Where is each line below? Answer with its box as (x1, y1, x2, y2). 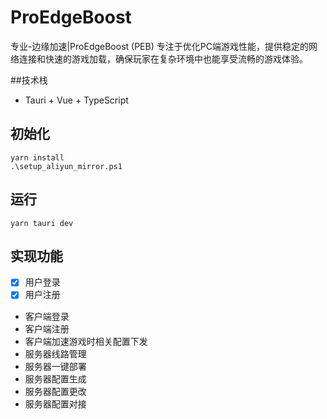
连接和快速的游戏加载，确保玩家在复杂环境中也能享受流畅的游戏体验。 (18, 52, 308, 65)
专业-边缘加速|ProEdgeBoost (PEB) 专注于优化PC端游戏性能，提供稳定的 (10, 40, 309, 52)
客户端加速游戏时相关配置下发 (24, 335, 148, 347)
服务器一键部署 (24, 360, 87, 372)
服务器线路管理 (24, 347, 87, 360)
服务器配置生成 (24, 372, 87, 385)
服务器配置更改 (24, 385, 87, 397)
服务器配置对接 (24, 397, 87, 410)
